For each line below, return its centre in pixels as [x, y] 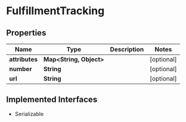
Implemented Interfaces [52, 100]
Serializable [29, 114]
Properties [26, 33]
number [21, 69]
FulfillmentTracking [55, 11]
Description [127, 49]
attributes [23, 59]
